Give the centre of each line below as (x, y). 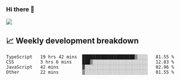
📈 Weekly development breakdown (72, 40)
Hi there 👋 (21, 9)
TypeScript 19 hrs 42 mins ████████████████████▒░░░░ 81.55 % (90, 57)
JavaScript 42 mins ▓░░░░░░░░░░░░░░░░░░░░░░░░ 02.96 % (90, 67)
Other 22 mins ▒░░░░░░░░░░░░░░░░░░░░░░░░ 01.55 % (90, 72)
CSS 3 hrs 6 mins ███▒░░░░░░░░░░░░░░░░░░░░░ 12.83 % (90, 62)
